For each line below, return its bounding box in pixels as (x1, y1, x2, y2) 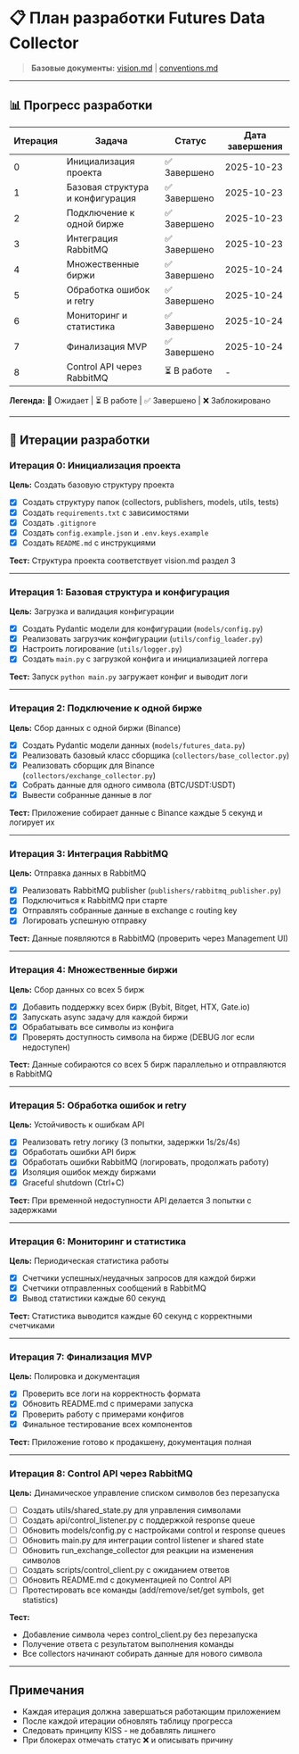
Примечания (9, 1683, 85, 1698)
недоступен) (21, 1042, 71, 1052)
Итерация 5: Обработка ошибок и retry (9, 1099, 187, 1111)
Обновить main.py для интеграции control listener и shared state (21, 1535, 264, 1546)
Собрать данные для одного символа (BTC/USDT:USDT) (21, 779, 236, 790)
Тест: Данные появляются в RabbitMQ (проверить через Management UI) (9, 933, 289, 944)
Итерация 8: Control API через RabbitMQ (9, 1467, 193, 1479)
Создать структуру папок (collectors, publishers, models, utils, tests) (21, 497, 279, 508)
